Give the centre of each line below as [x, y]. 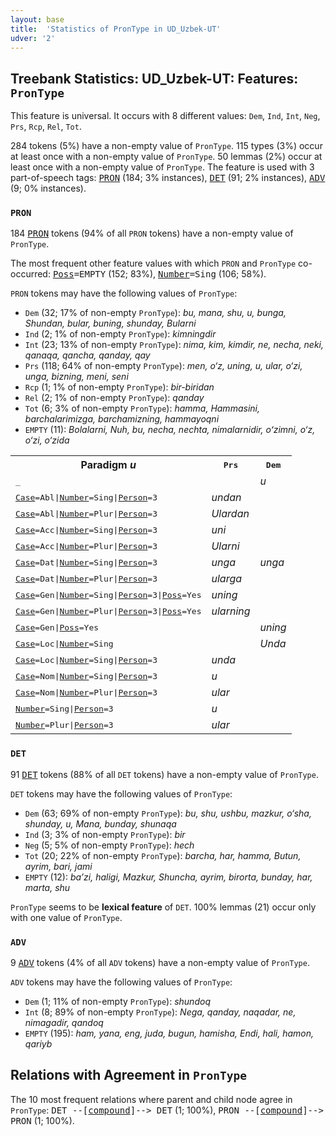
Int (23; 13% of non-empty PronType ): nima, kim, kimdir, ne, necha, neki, [174, 345]
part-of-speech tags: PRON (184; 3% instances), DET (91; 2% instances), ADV [168, 178]
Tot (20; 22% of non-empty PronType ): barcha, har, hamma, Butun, [163, 855]
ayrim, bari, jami [58, 866]
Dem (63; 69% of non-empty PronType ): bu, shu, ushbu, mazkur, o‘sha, [168, 813]
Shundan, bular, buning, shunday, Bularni [110, 323]
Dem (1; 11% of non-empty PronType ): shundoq [117, 1002]
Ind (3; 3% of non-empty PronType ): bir [105, 834]
